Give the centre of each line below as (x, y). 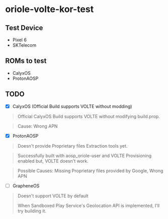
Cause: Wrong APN (37, 126)
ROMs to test (26, 61)
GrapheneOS (26, 186)
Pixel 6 (19, 40)
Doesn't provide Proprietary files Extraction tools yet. (72, 146)
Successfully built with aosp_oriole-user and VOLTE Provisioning (85, 155)
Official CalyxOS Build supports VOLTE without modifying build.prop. (89, 116)
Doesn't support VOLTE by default (53, 196)
